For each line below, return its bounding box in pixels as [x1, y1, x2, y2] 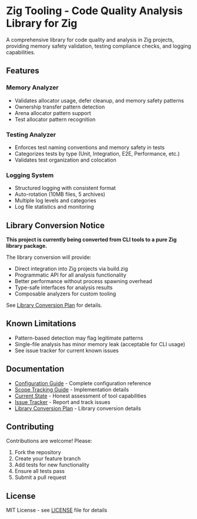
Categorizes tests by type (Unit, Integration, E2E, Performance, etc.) [14, 150, 181, 157]
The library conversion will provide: [6, 254, 92, 261]
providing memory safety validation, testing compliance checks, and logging [6, 42, 191, 50]
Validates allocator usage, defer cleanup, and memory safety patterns [14, 97, 184, 104]
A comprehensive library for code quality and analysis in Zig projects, [6, 36, 175, 43]
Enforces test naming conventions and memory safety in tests [14, 143, 165, 151]
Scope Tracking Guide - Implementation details [14, 386, 129, 393]
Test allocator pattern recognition [14, 116, 96, 123]
